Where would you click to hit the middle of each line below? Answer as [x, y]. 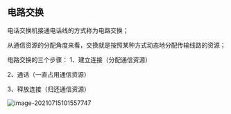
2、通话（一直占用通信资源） [49, 74]
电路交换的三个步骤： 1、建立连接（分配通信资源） [79, 59]
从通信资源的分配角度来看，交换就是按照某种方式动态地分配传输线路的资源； [117, 45]
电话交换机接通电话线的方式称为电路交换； [68, 30]
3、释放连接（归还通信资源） [49, 89]
